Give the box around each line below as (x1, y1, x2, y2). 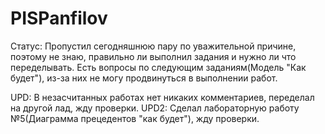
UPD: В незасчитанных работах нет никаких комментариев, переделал (10, 91, 315, 103)
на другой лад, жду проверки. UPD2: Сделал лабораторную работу (10, 102, 300, 114)
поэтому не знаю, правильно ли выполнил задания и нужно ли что (10, 50, 297, 62)
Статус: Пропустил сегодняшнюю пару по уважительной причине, (10, 40, 297, 52)
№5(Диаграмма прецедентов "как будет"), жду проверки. (10, 112, 260, 124)
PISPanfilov (10, 7, 108, 30)
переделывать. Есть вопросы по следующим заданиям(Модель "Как (10, 61, 307, 73)
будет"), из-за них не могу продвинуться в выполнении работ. (10, 72, 278, 84)
